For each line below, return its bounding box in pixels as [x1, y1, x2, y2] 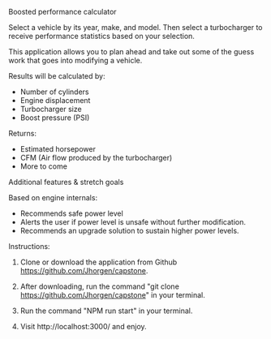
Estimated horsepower [19, 144, 96, 153]
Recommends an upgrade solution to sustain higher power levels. [19, 226, 239, 235]
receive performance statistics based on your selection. [8, 32, 195, 41]
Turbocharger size [19, 105, 83, 114]
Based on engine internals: [8, 193, 98, 202]
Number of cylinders [19, 87, 89, 97]
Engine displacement [19, 96, 91, 105]
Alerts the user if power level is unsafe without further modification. [19, 217, 246, 226]
